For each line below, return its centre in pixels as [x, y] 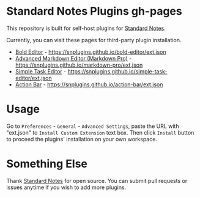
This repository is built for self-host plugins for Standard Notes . [86, 28]
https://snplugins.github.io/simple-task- [117, 71]
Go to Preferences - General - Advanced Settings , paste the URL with [93, 126]
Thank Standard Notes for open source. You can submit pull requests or [97, 180]
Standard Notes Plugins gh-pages [94, 11]
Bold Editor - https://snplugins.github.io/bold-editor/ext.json [91, 52]
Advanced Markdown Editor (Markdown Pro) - [73, 58]
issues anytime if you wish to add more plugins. [66, 187]
